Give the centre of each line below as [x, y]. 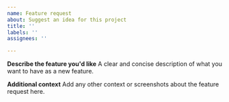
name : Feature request [39, 13]
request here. [26, 92]
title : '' [21, 26]
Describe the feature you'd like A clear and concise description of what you [115, 64]
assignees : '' [27, 39]
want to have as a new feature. [51, 71]
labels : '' [23, 32]
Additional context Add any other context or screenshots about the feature [113, 84]
